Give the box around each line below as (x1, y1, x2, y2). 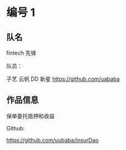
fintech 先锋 (6, 50, 37, 56)
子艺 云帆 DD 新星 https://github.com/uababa (6, 75, 120, 83)
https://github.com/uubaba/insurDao (6, 136, 99, 144)
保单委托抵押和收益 (6, 112, 55, 119)
